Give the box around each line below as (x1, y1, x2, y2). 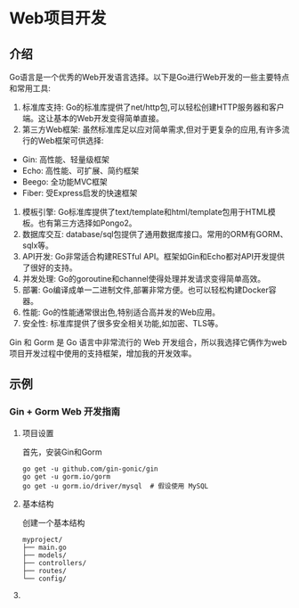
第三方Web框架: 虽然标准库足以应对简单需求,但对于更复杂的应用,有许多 (21, 124, 282, 135)
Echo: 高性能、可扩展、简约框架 (21, 166, 140, 176)
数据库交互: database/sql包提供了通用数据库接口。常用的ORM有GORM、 (21, 229, 288, 239)
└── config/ (21, 574, 67, 583)
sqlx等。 (21, 240, 53, 251)
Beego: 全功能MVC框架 (21, 177, 109, 187)
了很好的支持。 (21, 262, 77, 273)
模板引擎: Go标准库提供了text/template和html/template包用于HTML (21, 207, 269, 217)
